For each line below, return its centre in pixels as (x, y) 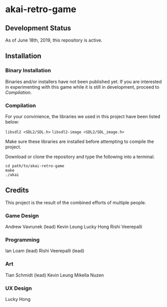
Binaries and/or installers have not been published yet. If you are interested (83, 82)
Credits (17, 190)
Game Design (22, 215)
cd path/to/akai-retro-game (35, 166)
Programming (22, 240)
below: (12, 122)
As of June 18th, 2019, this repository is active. (54, 40)
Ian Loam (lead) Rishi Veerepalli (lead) (45, 251)
